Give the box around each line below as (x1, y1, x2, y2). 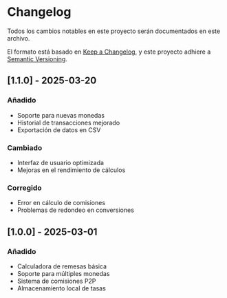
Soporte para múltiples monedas (17, 269, 110, 277)
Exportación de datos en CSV (17, 125, 101, 134)
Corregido (7, 183, 43, 193)
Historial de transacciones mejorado (17, 118, 120, 127)
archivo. (7, 34, 30, 42)
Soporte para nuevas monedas (17, 111, 105, 119)
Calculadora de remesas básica (17, 262, 107, 270)
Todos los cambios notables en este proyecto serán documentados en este (7, 27, 221, 35)
